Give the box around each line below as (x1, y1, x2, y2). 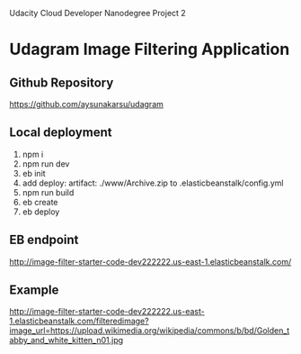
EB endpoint (9, 232, 79, 248)
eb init (22, 168, 47, 178)
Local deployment (9, 125, 112, 141)
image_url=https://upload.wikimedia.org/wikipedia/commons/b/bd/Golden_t (9, 325, 290, 336)
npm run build (22, 186, 75, 197)
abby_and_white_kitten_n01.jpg (9, 335, 124, 346)
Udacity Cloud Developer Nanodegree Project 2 (9, 8, 186, 18)
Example (9, 283, 59, 298)
